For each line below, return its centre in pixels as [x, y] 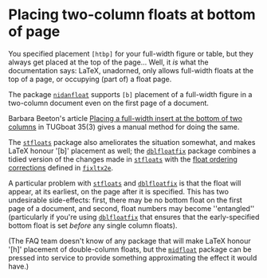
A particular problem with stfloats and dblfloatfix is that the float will [125, 183]
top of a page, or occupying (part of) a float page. [90, 79]
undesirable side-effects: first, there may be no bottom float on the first [126, 200]
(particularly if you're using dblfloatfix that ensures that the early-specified [134, 217]
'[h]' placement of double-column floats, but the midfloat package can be [130, 249]
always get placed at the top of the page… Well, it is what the [108, 62]
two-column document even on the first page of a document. [109, 103]
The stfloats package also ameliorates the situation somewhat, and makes [132, 142]
